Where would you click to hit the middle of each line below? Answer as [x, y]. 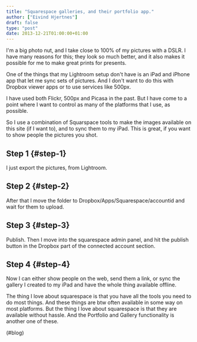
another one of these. [32, 321]
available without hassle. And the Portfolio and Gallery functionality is [90, 315]
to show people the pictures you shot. [52, 135]
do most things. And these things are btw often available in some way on [94, 302]
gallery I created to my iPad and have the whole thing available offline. [91, 285]
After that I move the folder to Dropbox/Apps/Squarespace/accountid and [95, 200]
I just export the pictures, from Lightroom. [57, 167]
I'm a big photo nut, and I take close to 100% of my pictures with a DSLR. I [96, 50]
